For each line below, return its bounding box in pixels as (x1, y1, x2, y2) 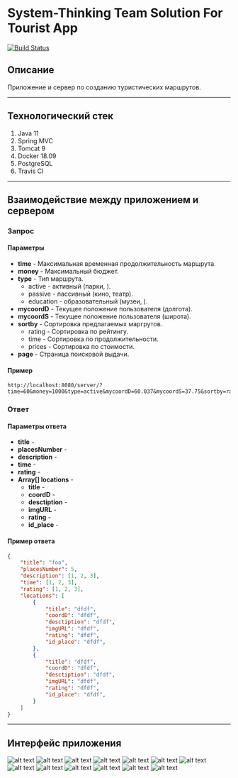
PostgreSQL (17, 159, 53, 167)
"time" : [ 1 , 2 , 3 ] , (20, 579, 78, 587)
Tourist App (7, 20, 78, 36)
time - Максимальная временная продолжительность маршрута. (17, 260, 216, 268)
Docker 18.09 (17, 151, 57, 160)
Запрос (7, 226, 35, 235)
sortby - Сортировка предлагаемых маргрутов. (17, 320, 163, 328)
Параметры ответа (7, 422, 67, 430)
